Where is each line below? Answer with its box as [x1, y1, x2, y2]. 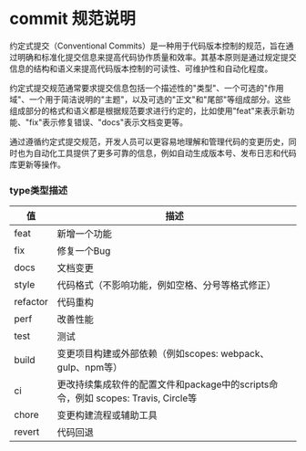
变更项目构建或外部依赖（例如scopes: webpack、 [56, 348, 270, 361]
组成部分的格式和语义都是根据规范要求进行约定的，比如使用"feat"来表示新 [9, 105, 287, 116]
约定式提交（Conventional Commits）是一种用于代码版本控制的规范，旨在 [9, 40, 286, 51]
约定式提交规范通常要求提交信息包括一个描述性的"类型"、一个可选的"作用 [9, 82, 284, 93]
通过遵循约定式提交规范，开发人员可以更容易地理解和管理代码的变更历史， [9, 136, 289, 147]
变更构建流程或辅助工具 [56, 409, 158, 422]
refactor [14, 296, 48, 309]
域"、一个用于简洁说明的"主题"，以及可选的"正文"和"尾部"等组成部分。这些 [9, 93, 291, 105]
